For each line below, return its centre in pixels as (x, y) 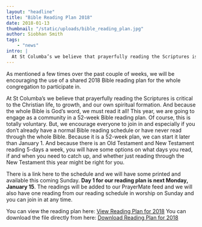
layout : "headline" (31, 12)
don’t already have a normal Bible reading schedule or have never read (94, 130)
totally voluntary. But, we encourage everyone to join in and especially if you (101, 123)
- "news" (28, 46)
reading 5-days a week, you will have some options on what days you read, (99, 149)
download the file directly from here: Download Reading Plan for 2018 (92, 217)
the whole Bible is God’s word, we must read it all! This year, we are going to (100, 111)
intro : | (17, 51)
